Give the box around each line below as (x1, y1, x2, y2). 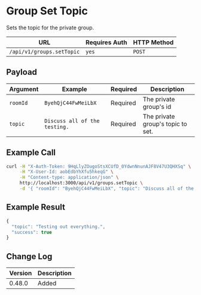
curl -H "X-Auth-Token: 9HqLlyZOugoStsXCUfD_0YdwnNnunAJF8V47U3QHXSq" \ (6, 163, 191, 169)
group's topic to (142, 120, 187, 128)
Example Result (6, 202, 66, 212)
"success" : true (11, 229, 52, 235)
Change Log (6, 251, 53, 261)
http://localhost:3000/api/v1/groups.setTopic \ (19, 180, 144, 186)
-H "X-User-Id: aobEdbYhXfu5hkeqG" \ (19, 169, 114, 175)
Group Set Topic (6, 4, 88, 18)
